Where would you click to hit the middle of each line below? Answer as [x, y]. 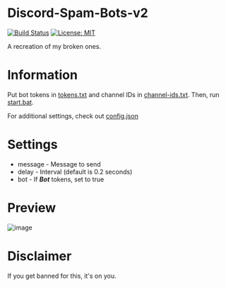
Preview [32, 208]
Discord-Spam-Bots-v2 [78, 13]
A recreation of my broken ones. [54, 46]
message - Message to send [59, 164]
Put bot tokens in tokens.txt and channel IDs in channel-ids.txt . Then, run [114, 94]
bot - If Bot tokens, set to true [61, 179]
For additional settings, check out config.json [73, 116]
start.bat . [20, 102]
